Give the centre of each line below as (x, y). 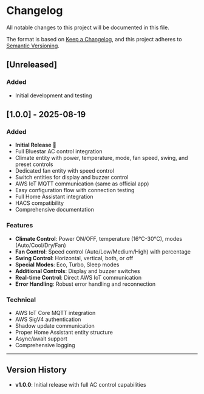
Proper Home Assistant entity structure (64, 332)
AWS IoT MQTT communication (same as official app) (82, 184)
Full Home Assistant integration (54, 197)
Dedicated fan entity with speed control (64, 171)
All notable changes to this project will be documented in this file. (88, 27)
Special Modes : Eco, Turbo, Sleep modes (67, 264)
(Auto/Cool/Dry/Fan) (41, 245)
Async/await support (41, 339)
